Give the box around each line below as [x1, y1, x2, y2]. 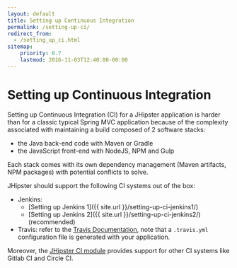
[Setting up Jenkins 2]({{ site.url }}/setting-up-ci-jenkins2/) [28, 210, 201, 219]
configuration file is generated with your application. [17, 233, 170, 241]
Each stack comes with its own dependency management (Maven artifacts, [7, 160, 226, 168]
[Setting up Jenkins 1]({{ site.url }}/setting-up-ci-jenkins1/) [28, 202, 199, 211]
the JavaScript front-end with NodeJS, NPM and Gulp [17, 146, 175, 155]
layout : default [7, 10, 55, 18]
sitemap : [7, 43, 33, 50]
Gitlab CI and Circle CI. [7, 254, 74, 262]
